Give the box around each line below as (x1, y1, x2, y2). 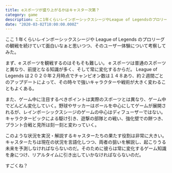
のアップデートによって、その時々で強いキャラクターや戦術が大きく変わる (5, 79, 162, 85)
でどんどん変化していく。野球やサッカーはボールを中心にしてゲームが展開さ (5, 103, 166, 109)
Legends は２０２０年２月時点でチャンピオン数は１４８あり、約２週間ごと (5, 72, 164, 79)
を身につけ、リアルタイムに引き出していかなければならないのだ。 (5, 152, 144, 158)
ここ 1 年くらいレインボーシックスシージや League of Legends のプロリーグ (5, 36, 165, 42)
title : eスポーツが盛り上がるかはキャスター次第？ (5, 7, 100, 13)
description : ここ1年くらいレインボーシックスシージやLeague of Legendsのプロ (5, 17, 160, 22)
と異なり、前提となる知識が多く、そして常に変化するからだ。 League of (5, 66, 158, 72)
